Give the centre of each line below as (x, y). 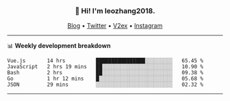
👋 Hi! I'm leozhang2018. (115, 11)
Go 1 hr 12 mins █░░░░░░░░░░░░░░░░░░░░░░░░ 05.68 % (105, 79)
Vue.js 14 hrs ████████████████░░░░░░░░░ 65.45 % (105, 61)
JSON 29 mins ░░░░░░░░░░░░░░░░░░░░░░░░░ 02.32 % (105, 85)
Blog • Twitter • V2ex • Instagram (115, 26)
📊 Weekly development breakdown (59, 46)
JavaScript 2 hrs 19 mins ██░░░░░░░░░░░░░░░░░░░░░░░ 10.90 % (105, 67)
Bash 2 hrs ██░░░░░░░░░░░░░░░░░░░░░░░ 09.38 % (105, 73)
